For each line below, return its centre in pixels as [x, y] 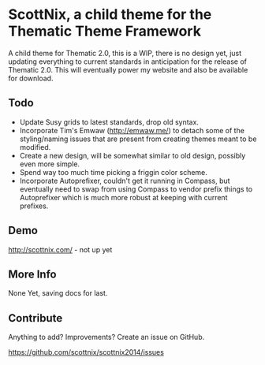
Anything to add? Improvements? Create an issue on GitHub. [106, 337]
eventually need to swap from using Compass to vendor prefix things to [136, 189]
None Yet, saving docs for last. [58, 293]
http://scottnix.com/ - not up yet [60, 249]
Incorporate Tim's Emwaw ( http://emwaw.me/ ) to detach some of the [132, 130]
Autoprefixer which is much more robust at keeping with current [123, 197]
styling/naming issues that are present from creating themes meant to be [138, 139]
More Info [32, 274]
